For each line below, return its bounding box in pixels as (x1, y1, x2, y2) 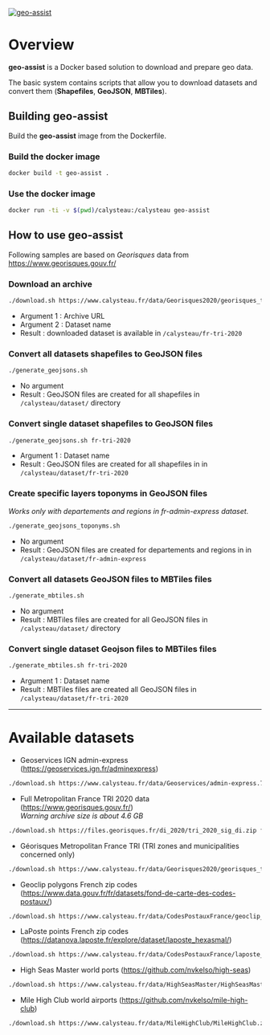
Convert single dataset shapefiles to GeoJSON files (8, 418, 214, 430)
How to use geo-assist (8, 229, 124, 242)
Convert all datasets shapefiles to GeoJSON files (8, 348, 203, 359)
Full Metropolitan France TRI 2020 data (19, 793, 150, 803)
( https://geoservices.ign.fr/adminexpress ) (19, 764, 159, 773)
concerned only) (19, 850, 76, 859)
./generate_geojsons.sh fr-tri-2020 (8, 436, 131, 445)
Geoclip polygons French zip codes (19, 879, 138, 889)
